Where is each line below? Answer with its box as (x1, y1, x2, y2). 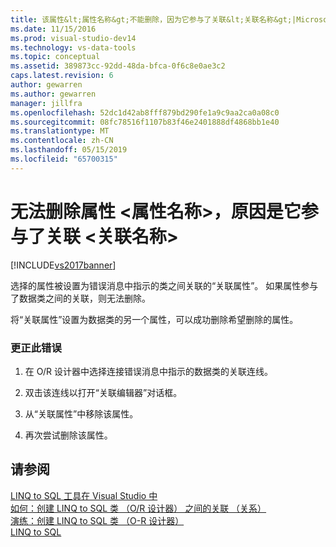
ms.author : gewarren (10, 89, 97, 99)
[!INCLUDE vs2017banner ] (10, 259, 117, 271)
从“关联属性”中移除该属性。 (24, 407, 139, 420)
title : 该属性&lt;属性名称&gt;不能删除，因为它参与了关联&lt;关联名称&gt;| (10, 14, 297, 25)
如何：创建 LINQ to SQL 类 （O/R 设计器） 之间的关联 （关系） (10, 502, 267, 514)
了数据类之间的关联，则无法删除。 (10, 292, 151, 304)
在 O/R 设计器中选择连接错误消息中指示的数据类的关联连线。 (24, 365, 273, 377)
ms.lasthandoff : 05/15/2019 (10, 145, 128, 155)
